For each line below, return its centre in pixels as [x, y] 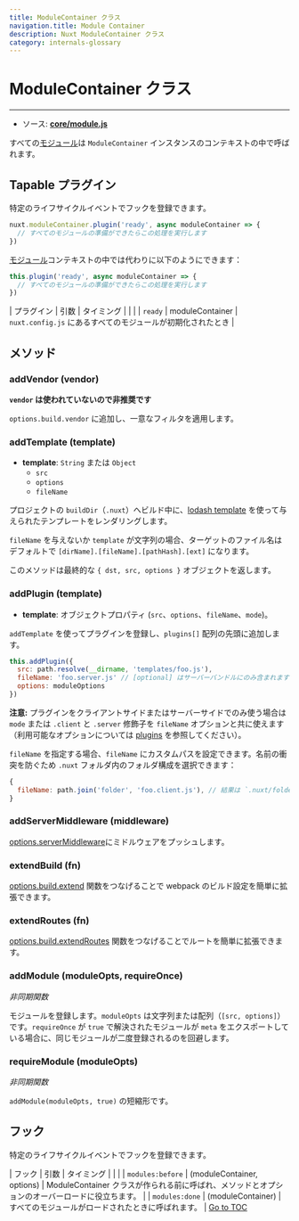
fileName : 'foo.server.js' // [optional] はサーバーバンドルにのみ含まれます [154, 678]
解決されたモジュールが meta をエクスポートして [201, 1027]
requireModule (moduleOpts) [73, 1061]
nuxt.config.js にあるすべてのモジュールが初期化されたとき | [122, 323]
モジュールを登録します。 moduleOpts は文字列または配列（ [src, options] [143, 1015]
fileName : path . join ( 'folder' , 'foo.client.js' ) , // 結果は [129, 790]
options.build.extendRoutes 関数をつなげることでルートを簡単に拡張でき [142, 941]
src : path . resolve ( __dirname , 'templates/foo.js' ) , [115, 669]
